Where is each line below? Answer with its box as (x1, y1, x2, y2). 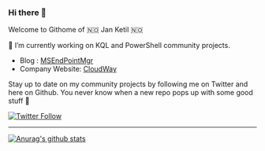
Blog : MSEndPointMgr (19, 56, 94, 65)
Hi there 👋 (8, 7, 47, 18)
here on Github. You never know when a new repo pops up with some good (8, 88, 254, 98)
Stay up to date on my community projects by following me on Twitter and (8, 79, 248, 89)
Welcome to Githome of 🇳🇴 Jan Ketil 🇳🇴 (8, 25, 144, 35)
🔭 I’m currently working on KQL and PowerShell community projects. (8, 41, 230, 50)
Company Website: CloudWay (19, 64, 117, 74)
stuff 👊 (8, 96, 30, 105)
